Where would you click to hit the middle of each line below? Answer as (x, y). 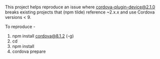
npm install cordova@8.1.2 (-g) (43, 36)
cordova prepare (29, 51)
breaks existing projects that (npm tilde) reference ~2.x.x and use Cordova (80, 12)
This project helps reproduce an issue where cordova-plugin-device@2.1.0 (80, 7)
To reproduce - (20, 27)
